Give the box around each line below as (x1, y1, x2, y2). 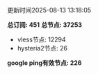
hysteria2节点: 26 (17, 44, 68, 52)
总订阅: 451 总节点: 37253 (7, 21, 82, 29)
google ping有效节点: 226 (7, 59, 82, 67)
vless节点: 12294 (17, 35, 66, 44)
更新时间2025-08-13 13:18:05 (7, 6, 92, 14)
